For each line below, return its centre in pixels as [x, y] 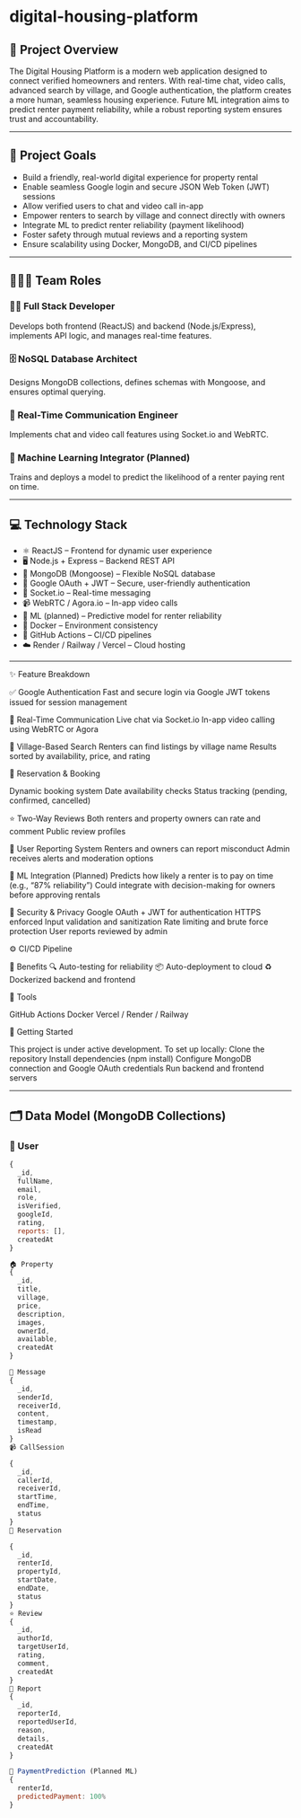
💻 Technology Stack [69, 524]
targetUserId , [43, 1647]
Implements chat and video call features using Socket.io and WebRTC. [139, 435]
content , [34, 1414]
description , [42, 1314]
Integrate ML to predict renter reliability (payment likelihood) [133, 225]
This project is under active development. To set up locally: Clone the [137, 1049]
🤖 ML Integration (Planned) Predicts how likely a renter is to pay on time [142, 876]
